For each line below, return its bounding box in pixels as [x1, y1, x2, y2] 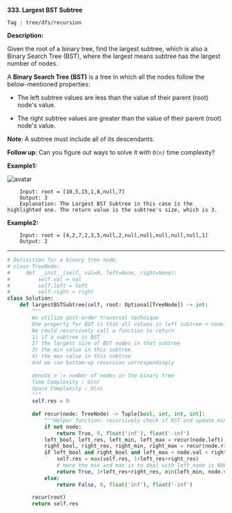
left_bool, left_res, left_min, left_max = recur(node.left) [43, 436, 224, 443]
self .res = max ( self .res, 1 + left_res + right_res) [56, 456, 199, 463]
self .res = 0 [32, 398, 70, 405]
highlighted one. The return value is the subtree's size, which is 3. [7, 206, 217, 213]
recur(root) [32, 494, 67, 501]
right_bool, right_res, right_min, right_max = [43, 443, 184, 449]
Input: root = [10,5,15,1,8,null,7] [19, 188, 126, 195]
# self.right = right [7, 289, 95, 296]
